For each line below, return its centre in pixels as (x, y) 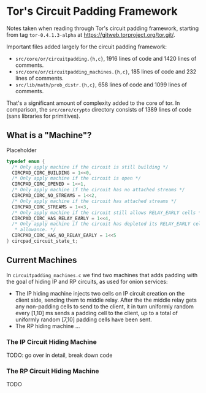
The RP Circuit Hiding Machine (53, 371)
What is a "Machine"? (49, 135)
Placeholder (21, 150)
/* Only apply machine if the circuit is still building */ (90, 167)
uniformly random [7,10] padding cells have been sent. (83, 319)
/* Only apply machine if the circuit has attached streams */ (94, 201)
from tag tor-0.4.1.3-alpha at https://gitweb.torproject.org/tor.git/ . (91, 34)
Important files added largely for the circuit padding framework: (87, 47)
